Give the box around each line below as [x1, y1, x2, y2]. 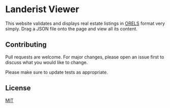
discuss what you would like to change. [5, 59, 88, 65]
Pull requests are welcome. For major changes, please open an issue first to [5, 54, 164, 60]
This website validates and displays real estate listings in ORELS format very [5, 20, 165, 26]
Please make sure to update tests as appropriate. [5, 69, 108, 75]
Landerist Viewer [5, 4, 79, 15]
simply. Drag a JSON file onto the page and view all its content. [5, 25, 137, 31]
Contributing [5, 41, 47, 49]
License [5, 84, 31, 92]
